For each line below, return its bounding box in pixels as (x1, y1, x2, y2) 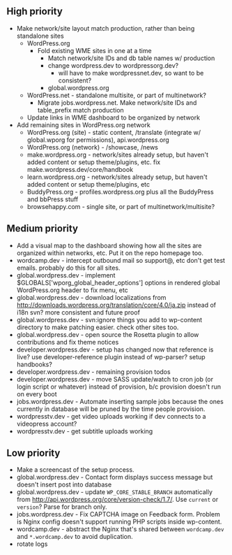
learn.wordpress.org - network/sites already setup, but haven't (26, 173, 208, 181)
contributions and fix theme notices (16, 338, 119, 346)
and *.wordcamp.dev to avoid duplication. (16, 533, 133, 541)
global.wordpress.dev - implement (16, 271, 116, 279)
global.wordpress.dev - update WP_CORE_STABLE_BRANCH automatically (16, 488, 213, 496)
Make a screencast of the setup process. (16, 466, 134, 474)
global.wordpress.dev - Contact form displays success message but (16, 473, 213, 482)
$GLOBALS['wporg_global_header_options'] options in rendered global (16, 278, 220, 287)
